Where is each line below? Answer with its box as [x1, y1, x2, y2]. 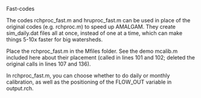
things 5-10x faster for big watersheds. [6, 36, 103, 43]
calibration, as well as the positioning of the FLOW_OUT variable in [6, 78, 172, 85]
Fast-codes [6, 5, 35, 12]
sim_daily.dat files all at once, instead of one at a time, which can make [6, 29, 183, 37]
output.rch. [6, 85, 34, 92]
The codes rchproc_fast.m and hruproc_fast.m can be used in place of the [6, 17, 191, 23]
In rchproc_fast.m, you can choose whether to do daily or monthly [6, 72, 170, 79]
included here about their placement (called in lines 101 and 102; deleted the [6, 54, 195, 61]
